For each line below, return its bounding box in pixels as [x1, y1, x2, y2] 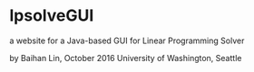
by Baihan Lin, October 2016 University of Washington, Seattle [9, 52, 242, 63]
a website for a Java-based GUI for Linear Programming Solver [9, 35, 245, 46]
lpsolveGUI [9, 5, 94, 26]
